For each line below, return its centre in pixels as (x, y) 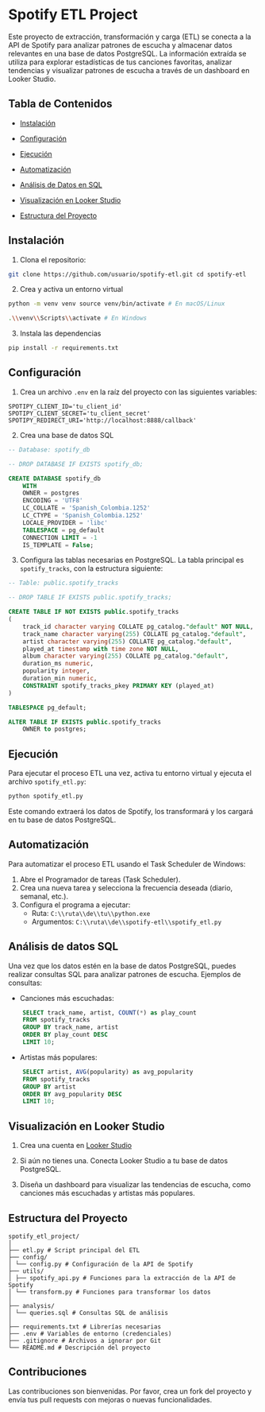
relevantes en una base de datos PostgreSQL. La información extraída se (127, 53)
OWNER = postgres (51, 493)
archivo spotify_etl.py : (47, 782)
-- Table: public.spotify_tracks (63, 583)
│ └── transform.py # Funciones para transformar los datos (110, 1292)
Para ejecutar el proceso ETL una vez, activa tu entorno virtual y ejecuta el (130, 774)
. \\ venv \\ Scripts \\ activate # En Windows (78, 318)
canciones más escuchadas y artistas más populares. (108, 1193)
